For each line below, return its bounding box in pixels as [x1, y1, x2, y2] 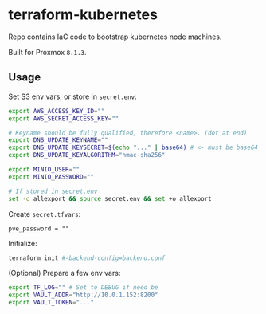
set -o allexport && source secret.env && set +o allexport [8, 194, 213, 202]
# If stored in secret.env [8, 187, 98, 195]
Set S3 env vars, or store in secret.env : [8, 92, 137, 101]
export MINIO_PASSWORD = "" [8, 173, 94, 181]
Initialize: [8, 238, 37, 248]
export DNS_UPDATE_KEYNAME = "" [8, 136, 109, 144]
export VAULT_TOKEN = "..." [8, 299, 94, 307]
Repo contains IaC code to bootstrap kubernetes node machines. [8, 32, 222, 41]
